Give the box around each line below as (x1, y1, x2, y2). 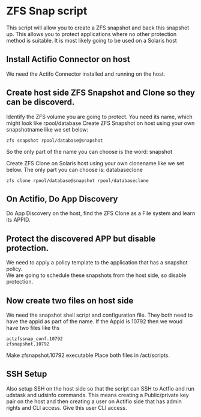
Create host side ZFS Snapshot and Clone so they (6, 88, 195, 98)
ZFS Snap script (6, 4, 88, 18)
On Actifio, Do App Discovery (6, 193, 118, 204)
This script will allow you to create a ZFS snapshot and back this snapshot (6, 24, 190, 31)
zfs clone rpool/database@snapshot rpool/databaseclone (6, 177, 149, 184)
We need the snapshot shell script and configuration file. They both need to (6, 311, 193, 318)
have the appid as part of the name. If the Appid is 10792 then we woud (6, 318, 183, 325)
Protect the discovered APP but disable (6, 233, 156, 244)
